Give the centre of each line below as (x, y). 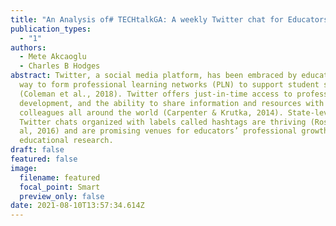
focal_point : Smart (60, 187)
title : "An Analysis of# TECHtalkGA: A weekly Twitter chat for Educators (169, 19)
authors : (28, 47)
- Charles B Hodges (60, 66)
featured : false (44, 159)
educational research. (66, 141)
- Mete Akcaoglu (53, 57)
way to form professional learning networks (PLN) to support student (169, 85)
